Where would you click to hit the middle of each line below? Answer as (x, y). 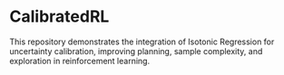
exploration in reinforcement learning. (80, 61)
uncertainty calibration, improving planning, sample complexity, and (136, 51)
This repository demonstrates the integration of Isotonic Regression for (142, 42)
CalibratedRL (59, 17)
